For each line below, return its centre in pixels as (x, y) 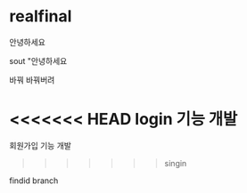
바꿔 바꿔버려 (32, 80)
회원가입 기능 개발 (40, 145)
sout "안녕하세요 (38, 60)
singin (176, 163)
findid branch (34, 181)
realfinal (41, 16)
